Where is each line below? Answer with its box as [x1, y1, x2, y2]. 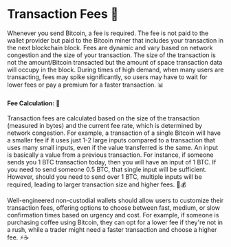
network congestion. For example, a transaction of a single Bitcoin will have [7, 129, 221, 137]
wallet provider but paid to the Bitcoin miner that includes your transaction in [7, 36, 224, 44]
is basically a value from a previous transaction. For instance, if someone [7, 151, 214, 159]
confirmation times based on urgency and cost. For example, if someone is [7, 211, 219, 219]
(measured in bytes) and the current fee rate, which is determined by [7, 122, 203, 130]
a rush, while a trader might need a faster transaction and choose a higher [7, 226, 217, 234]
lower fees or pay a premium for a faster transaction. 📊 [7, 80, 164, 89]
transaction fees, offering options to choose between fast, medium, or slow [7, 204, 220, 212]
